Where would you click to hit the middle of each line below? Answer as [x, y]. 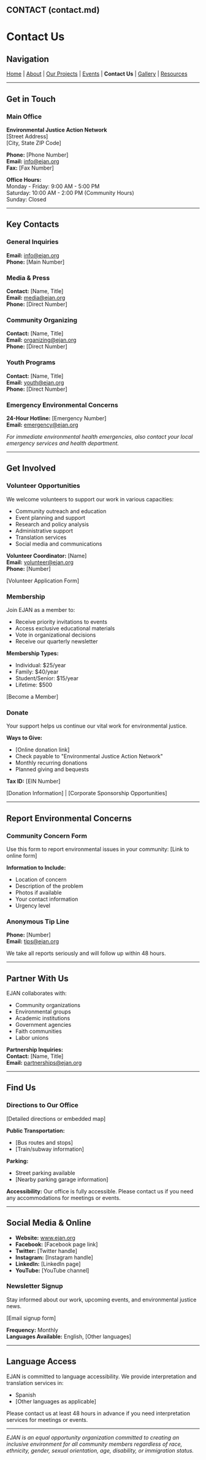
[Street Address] [27, 136]
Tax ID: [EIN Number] [33, 781]
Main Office [24, 116]
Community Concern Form [47, 836]
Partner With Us [37, 979]
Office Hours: [24, 180]
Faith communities [39, 1031]
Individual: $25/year [40, 665]
